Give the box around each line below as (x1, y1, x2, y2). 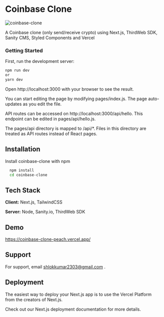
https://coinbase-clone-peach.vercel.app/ (5, 236, 91, 242)
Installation (5, 145, 41, 154)
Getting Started (5, 47, 43, 54)
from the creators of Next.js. (5, 296, 63, 303)
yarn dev (5, 77, 23, 82)
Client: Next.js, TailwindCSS (5, 199, 63, 205)
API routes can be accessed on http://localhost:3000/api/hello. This (5, 110, 143, 116)
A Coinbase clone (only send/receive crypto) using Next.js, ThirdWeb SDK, (5, 29, 158, 35)
